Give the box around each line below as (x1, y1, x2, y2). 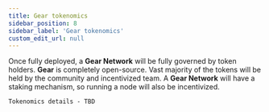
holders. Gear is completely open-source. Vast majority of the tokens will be (8, 65, 262, 75)
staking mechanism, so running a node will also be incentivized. (8, 82, 220, 92)
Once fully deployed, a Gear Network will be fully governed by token (8, 56, 237, 66)
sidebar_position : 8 (8, 19, 78, 27)
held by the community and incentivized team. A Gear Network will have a (8, 73, 255, 83)
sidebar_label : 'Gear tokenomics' (8, 27, 125, 35)
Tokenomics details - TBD (8, 97, 95, 106)
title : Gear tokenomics (8, 11, 89, 20)
